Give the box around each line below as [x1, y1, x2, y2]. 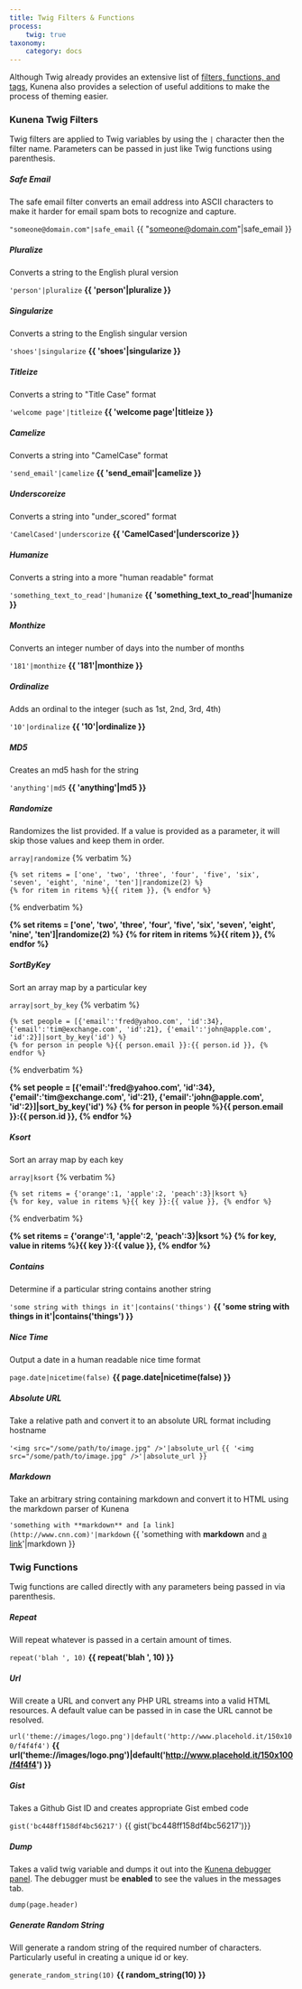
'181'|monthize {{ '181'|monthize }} [9, 661, 143, 671]
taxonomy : [9, 38, 47, 48]
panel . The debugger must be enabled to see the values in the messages [9, 1873, 281, 1884]
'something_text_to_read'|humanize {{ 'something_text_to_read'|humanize [9, 589, 293, 601]
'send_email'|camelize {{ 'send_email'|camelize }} [9, 467, 202, 479]
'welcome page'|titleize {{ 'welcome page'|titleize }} [9, 407, 214, 418]
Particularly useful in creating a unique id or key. [9, 1952, 189, 1963]
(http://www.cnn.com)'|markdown [9, 1530, 131, 1539]
